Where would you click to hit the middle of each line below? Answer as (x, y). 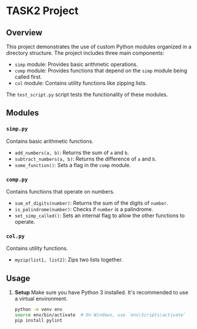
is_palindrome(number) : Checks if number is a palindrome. (84, 209)
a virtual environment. (41, 299)
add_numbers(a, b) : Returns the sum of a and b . (72, 152)
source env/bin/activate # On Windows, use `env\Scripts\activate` (100, 315)
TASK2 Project (42, 11)
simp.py (17, 129)
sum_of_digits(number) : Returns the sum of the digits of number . (91, 203)
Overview (24, 33)
